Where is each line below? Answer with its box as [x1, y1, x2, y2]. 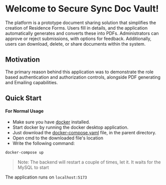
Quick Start [5, 94, 42, 103]
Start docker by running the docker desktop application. [12, 124, 129, 130]
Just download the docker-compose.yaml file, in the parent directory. [12, 130, 156, 136]
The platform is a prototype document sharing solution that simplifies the [5, 20, 156, 26]
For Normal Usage [5, 108, 44, 114]
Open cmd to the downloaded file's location [12, 135, 104, 141]
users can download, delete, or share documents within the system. [5, 41, 146, 47]
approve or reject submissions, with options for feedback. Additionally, [5, 36, 152, 42]
